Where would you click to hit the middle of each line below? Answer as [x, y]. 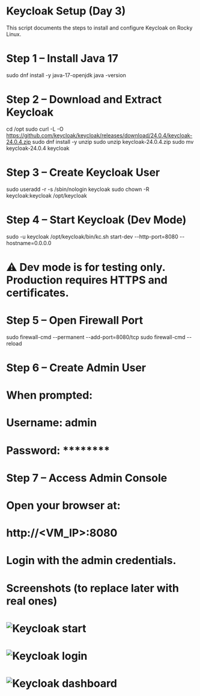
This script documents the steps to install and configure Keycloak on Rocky [99, 28]
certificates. [38, 293]
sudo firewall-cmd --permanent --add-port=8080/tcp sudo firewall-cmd [96, 337]
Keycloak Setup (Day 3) [66, 11]
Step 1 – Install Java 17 [62, 59]
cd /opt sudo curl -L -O [35, 129]
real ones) [32, 601]
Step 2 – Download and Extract [84, 100]
